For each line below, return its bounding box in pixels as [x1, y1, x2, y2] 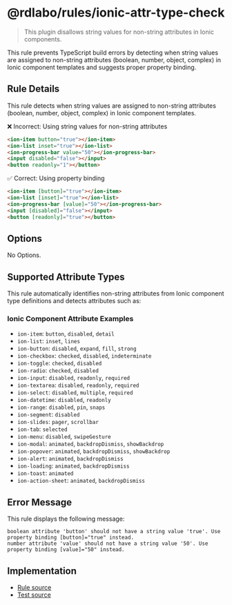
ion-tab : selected [17, 425, 68, 433]
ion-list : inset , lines [17, 337, 81, 345]
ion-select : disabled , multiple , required [17, 388, 133, 396]
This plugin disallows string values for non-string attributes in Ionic [23, 28, 214, 36]
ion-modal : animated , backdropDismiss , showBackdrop [17, 440, 164, 448]
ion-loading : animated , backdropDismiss [17, 461, 130, 470]
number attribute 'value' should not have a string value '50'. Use [7, 540, 209, 547]
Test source [17, 590, 52, 599]
